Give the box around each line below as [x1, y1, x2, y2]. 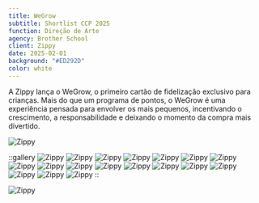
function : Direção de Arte [8, 27, 100, 35]
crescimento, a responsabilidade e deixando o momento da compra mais [8, 112, 252, 122]
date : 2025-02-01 [8, 49, 67, 57]
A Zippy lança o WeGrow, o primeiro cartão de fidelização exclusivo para [8, 87, 251, 96]
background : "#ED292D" [8, 57, 85, 66]
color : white [8, 65, 53, 73]
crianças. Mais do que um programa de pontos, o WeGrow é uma [8, 95, 226, 105]
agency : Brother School [8, 34, 89, 43]
